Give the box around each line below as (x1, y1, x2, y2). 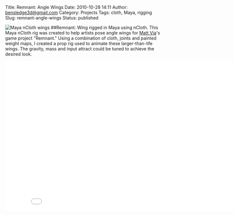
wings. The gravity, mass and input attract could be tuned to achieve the (5, 46, 154, 51)
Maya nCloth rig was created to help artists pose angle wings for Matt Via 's (5, 30, 160, 35)
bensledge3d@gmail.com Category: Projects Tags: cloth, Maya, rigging (5, 9, 152, 15)
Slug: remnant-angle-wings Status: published (5, 15, 98, 20)
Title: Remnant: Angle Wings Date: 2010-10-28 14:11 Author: (5, 4, 128, 10)
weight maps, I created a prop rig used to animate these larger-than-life (5, 40, 152, 46)
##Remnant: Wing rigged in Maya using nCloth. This (50, 24, 158, 30)
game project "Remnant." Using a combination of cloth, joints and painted (5, 35, 156, 41)
